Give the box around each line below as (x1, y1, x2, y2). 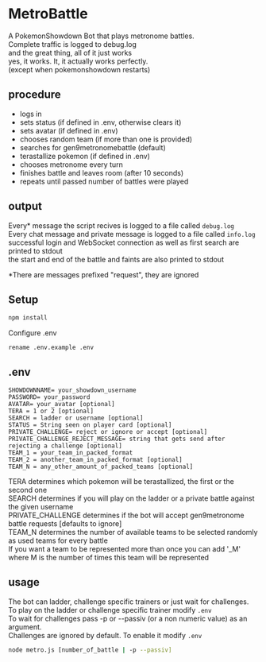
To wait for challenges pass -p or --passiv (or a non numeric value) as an (8, 614, 248, 623)
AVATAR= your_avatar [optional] (8, 401, 115, 408)
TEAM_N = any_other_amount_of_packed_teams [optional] (8, 463, 194, 471)
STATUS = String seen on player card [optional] (8, 421, 172, 429)
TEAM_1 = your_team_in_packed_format (8, 449, 133, 457)
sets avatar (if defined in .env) (19, 126, 118, 135)
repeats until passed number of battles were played (19, 176, 189, 186)
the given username (8, 502, 74, 512)
